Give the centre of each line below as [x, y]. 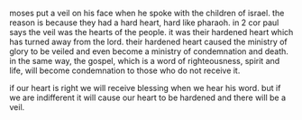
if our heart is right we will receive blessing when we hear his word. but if [145, 88]
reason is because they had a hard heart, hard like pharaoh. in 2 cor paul [144, 23]
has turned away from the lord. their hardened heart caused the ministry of [149, 42]
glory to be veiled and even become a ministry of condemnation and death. [149, 51]
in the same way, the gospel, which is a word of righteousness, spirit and [145, 61]
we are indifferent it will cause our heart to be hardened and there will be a [148, 97]
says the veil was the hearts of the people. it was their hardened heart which [151, 32]
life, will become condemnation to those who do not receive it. [125, 70]
